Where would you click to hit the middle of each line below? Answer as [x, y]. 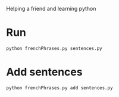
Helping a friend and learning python [51, 9]
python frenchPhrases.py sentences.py [54, 48]
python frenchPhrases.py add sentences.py [59, 88]
